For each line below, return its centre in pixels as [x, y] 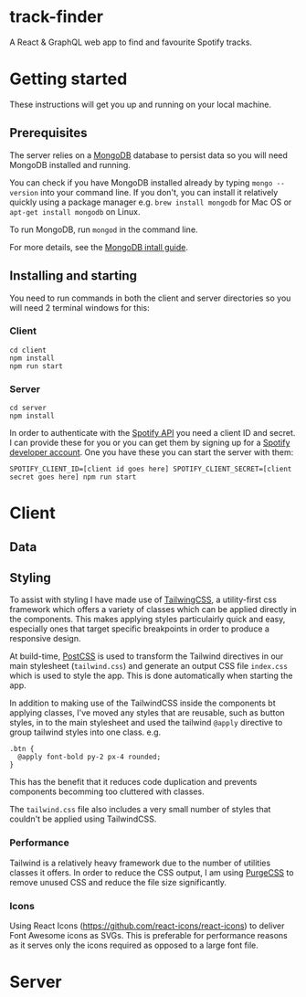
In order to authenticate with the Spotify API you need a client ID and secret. [153, 433]
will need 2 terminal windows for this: [80, 307]
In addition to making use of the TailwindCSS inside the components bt [142, 703]
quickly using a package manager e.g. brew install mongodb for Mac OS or [151, 202]
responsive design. [45, 639]
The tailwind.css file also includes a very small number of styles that [140, 810]
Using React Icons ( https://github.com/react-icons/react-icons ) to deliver [147, 926]
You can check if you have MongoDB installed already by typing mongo [141, 182]
